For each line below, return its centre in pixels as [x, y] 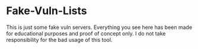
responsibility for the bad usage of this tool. [59, 40]
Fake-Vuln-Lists [47, 11]
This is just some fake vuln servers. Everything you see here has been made [99, 27]
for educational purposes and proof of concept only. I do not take [86, 33]
